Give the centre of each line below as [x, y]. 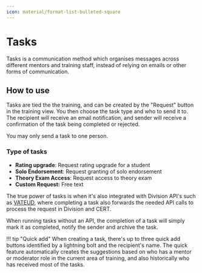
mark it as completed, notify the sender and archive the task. [82, 227]
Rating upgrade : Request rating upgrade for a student [82, 165]
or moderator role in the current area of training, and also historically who [98, 258]
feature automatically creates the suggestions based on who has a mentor [99, 251]
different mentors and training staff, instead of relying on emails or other [96, 65]
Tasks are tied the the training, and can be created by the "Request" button [100, 105]
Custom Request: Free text [49, 184]
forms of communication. [38, 71]
